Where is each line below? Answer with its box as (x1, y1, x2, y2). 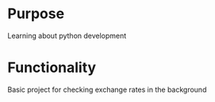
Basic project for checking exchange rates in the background (7, 85, 207, 94)
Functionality (7, 59, 97, 77)
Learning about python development (7, 31, 127, 40)
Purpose (7, 5, 65, 23)
